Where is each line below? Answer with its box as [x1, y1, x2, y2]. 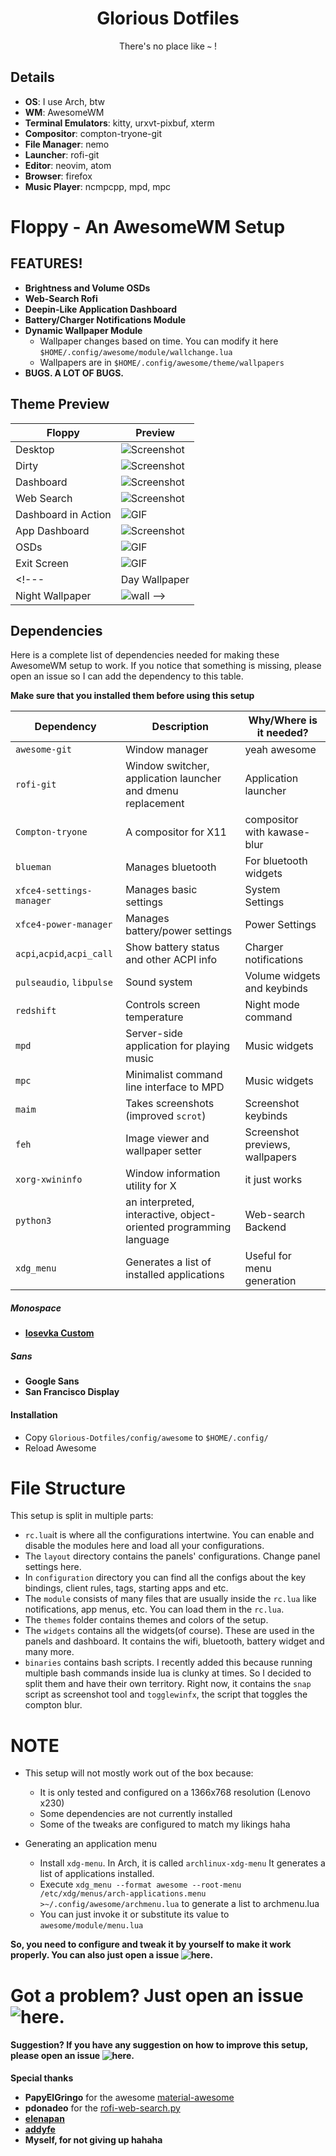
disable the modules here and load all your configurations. [24, 1540, 265, 1552]
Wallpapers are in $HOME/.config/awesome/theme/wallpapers [39, 356, 285, 368]
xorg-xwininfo [15, 1174, 83, 1186]
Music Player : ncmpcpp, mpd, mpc [24, 180, 172, 192]
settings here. [24, 1561, 82, 1573]
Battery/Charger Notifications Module [24, 313, 187, 326]
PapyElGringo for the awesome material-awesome [24, 2091, 235, 2103]
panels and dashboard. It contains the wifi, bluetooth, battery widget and [24, 1635, 325, 1647]
